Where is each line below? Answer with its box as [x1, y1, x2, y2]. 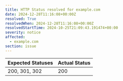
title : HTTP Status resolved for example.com [5, 7, 100, 12]
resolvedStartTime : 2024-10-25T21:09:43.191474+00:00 [5, 26, 119, 30]
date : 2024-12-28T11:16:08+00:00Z [5, 12, 77, 17]
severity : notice [5, 30, 41, 35]
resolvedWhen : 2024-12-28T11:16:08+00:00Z [5, 21, 94, 26]
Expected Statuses [7, 59, 53, 66]
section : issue [5, 44, 37, 49]
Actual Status [57, 59, 90, 66]
